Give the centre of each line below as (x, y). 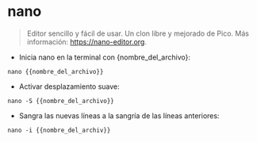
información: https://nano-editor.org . (87, 41)
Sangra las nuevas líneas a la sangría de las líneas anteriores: (119, 115)
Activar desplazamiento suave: (69, 86)
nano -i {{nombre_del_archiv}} (59, 130)
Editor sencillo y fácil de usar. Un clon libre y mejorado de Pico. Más (138, 33)
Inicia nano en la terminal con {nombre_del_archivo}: (105, 57)
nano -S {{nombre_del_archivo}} (61, 101)
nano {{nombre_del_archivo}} (56, 71)
